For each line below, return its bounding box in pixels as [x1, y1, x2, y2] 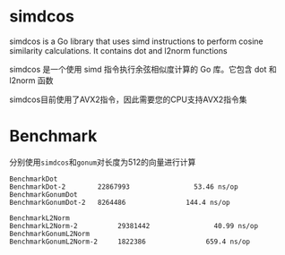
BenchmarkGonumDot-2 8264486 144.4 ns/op [9, 198, 230, 207]
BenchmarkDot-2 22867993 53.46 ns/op [9, 182, 239, 191]
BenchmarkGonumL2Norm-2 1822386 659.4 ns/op [9, 237, 251, 246]
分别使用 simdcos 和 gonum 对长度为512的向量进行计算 [9, 157, 196, 167]
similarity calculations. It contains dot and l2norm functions [9, 45, 228, 55]
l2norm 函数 [9, 74, 54, 86]
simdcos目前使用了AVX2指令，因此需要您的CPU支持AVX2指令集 [9, 94, 247, 105]
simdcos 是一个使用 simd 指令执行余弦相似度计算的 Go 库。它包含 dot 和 [9, 64, 277, 74]
